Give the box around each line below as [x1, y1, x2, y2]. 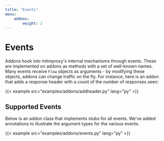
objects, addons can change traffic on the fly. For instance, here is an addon [5, 74, 159, 80]
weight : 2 [23, 21, 43, 26]
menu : [5, 12, 16, 17]
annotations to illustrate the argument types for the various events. [5, 121, 140, 126]
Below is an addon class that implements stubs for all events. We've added [5, 116, 156, 121]
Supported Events [5, 102, 62, 111]
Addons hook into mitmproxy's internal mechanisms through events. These [5, 58, 157, 64]
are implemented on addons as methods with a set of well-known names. [5, 63, 153, 69]
